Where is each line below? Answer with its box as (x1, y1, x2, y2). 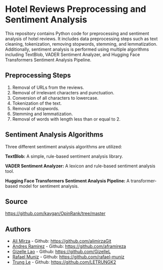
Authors (5, 225, 31, 233)
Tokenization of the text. (12, 100, 62, 106)
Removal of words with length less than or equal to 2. (12, 116, 121, 122)
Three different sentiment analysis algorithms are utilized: (5, 143, 122, 149)
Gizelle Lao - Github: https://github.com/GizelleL (12, 249, 111, 255)
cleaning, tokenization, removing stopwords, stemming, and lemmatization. (5, 41, 158, 47)
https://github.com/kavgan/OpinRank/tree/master (5, 210, 106, 216)
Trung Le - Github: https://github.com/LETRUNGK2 (12, 259, 116, 265)
